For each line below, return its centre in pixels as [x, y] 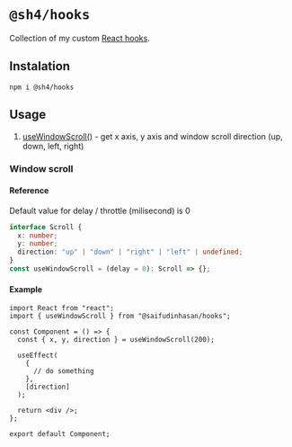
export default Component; [60, 434]
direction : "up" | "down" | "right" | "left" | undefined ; [130, 252]
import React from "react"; [62, 308]
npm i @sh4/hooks [42, 87]
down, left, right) [53, 146]
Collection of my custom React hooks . [80, 38]
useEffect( [38, 356]
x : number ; [38, 236]
